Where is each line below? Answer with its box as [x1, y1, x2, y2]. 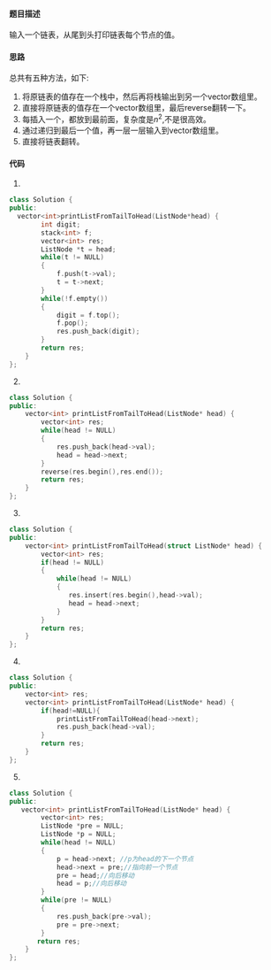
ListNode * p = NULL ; [41, 830, 117, 839]
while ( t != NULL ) [41, 253, 104, 262]
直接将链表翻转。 [21, 136, 85, 147]
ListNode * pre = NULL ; [41, 821, 124, 831]
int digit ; [41, 219, 81, 229]
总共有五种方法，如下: [9, 73, 90, 83]
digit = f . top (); [56, 311, 121, 319]
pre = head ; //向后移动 [56, 871, 135, 880]
